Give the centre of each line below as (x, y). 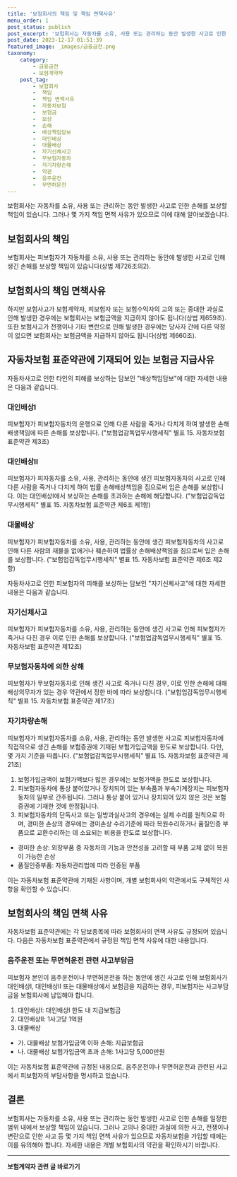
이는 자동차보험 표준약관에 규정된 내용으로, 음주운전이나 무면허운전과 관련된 (111, 1066)
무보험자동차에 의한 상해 (46, 667)
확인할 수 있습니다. (46, 889)
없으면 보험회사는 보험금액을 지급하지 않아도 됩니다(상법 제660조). (105, 335)
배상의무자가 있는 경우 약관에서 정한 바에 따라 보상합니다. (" (89, 692)
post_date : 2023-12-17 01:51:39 (55, 40)
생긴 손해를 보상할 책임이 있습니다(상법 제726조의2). (79, 267)
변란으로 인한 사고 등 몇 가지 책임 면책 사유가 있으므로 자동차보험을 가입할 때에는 (117, 1136)
